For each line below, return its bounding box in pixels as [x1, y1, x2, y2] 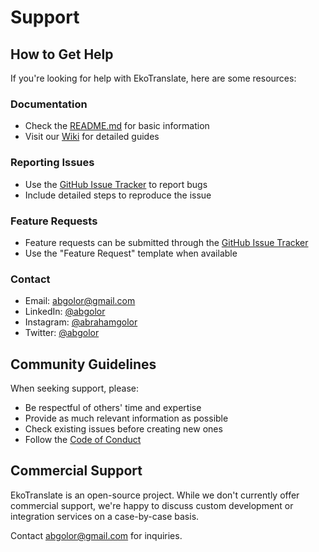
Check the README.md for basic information [24, 120, 210, 132]
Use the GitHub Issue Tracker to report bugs [24, 178, 208, 190]
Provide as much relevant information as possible [24, 412, 229, 424]
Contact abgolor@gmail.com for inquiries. [10, 529, 183, 541]
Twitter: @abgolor [24, 327, 100, 339]
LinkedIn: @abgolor [24, 306, 106, 318]
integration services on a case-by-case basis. [10, 510, 200, 522]
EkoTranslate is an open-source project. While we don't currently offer [10, 489, 300, 501]
